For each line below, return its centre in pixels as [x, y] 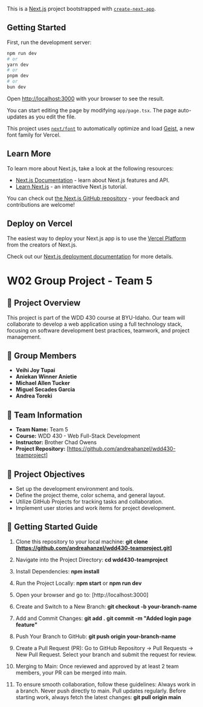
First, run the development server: [49, 42]
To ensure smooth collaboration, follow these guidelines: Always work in [105, 684]
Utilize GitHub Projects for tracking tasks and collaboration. [89, 502]
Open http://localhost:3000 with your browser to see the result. [86, 98]
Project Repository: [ [42, 449]
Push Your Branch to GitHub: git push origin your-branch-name [96, 636]
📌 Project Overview [44, 303]
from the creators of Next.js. [42, 245]
